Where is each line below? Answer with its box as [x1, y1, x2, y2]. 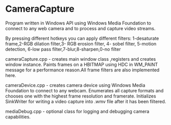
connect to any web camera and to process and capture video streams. [5, 25, 156, 31]
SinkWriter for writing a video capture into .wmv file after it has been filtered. [5, 98, 166, 105]
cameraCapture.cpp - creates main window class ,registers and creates [5, 56, 156, 62]
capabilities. [5, 113, 31, 120]
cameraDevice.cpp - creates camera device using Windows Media [5, 82, 145, 88]
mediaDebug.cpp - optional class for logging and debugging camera [5, 108, 150, 114]
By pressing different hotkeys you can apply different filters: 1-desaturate [5, 35, 159, 41]
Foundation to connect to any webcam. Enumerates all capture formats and [5, 87, 164, 93]
